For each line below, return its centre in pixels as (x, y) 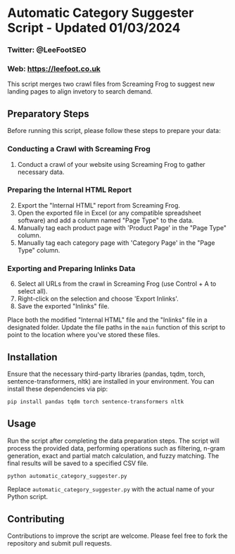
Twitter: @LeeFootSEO (47, 50)
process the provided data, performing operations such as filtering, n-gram (116, 448)
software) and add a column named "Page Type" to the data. (106, 220)
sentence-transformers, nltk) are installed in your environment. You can (111, 381)
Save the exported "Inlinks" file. (63, 306)
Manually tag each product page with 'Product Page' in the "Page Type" (122, 227)
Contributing (36, 519)
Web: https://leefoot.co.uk (54, 69)
